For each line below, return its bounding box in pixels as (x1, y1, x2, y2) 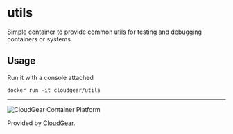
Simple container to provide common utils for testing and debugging (7, 28, 202, 36)
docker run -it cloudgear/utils (7, 86, 101, 94)
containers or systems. (7, 35, 73, 43)
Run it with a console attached (7, 73, 94, 82)
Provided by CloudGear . (7, 119, 76, 127)
